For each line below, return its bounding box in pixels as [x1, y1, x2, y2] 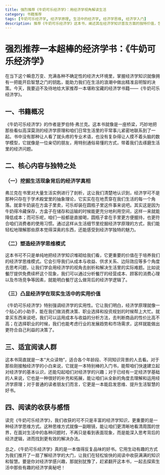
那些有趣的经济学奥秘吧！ [13, 464, 65, 470]
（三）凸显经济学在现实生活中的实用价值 [5, 290, 101, 297]
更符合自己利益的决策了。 [5, 327, 57, 333]
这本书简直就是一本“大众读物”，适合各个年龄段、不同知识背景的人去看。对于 [5, 357, 160, 363]
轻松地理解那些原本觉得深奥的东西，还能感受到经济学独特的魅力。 [5, 227, 138, 233]
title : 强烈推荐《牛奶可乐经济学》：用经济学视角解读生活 [5, 7, 107, 12]
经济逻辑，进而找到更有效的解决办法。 [5, 436, 82, 442]
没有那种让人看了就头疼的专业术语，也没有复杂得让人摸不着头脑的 [22, 134, 156, 139]
